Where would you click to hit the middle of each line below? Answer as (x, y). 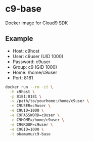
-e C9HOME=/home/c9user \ (37, 120)
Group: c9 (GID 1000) (35, 67)
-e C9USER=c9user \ (30, 106)
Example (19, 39)
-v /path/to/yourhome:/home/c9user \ (50, 101)
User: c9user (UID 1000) (38, 56)
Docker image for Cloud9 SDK (37, 23)
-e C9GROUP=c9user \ (31, 124)
